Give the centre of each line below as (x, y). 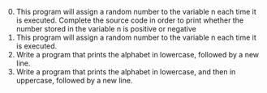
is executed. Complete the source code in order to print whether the (130, 20)
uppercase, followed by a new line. (74, 80)
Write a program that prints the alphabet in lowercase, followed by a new (138, 55)
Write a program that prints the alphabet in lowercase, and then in (126, 72)
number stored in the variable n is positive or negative (106, 29)
